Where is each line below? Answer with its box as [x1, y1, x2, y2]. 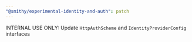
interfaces [5, 30, 31, 37]
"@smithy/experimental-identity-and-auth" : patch [5, 8, 130, 14]
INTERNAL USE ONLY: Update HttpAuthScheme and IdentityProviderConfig [5, 24, 187, 31]
